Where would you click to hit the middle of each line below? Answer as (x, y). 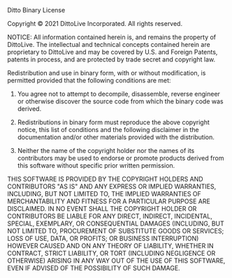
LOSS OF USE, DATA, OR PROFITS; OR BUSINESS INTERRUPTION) (103, 238)
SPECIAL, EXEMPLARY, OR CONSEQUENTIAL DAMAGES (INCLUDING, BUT (116, 224)
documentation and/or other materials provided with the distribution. (116, 137)
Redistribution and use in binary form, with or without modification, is (107, 73)
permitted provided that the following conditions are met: (89, 80)
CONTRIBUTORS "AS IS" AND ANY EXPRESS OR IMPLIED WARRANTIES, (112, 186)
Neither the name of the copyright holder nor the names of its (106, 151)
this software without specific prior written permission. (96, 166)
